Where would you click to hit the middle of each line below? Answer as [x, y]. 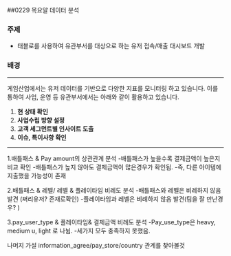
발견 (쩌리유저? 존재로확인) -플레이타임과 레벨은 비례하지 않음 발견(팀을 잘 [106, 199]
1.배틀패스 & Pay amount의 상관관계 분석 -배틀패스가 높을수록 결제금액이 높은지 [114, 158]
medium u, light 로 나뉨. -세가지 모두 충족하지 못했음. [79, 231]
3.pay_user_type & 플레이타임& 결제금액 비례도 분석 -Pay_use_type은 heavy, [111, 222]
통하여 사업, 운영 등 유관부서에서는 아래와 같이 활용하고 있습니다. [93, 97]
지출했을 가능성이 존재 [37, 175]
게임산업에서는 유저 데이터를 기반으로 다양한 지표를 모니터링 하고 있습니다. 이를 [113, 88]
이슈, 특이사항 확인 [42, 137]
